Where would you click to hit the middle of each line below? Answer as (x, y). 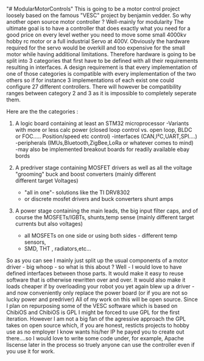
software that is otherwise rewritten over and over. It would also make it (96, 280)
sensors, (35, 242)
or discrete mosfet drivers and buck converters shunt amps (99, 199)
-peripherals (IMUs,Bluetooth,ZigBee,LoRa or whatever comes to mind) (104, 143)
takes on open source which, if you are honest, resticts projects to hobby (98, 325)
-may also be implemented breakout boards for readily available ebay (102, 149)
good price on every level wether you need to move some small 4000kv (97, 35)
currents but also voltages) (49, 224)
